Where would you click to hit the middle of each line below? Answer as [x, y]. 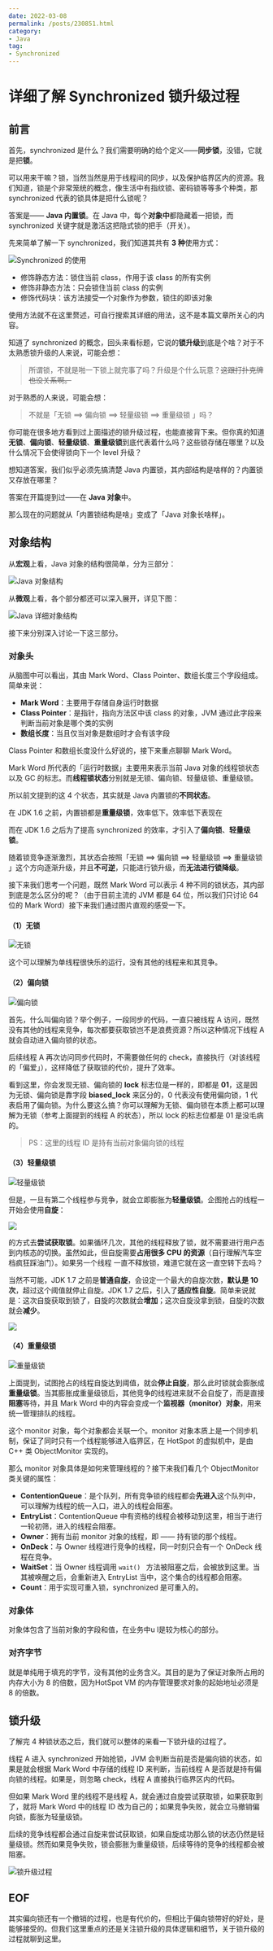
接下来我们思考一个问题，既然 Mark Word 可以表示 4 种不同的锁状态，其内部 [136, 885]
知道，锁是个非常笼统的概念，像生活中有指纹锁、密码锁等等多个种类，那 [136, 188]
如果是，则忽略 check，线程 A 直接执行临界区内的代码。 [145, 1779]
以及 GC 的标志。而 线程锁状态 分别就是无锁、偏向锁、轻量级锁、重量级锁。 [133, 778]
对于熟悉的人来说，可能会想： [58, 397]
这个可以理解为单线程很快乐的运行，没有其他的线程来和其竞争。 [115, 962]
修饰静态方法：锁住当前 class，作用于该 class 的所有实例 [115, 277]
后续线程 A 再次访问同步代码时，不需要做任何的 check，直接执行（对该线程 [134, 1057]
